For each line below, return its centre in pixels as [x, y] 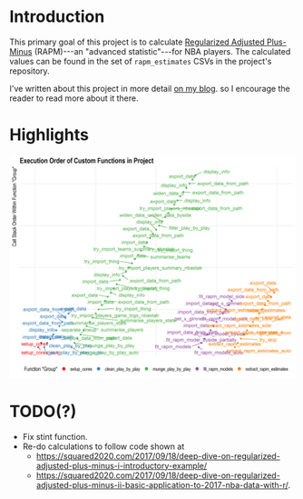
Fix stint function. [55, 436]
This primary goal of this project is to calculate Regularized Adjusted [137, 42]
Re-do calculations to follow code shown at [103, 446]
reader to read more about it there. [74, 98]
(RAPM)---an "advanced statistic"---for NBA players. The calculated [162, 51]
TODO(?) [43, 411]
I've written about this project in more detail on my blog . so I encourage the [150, 88]
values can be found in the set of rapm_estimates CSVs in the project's [141, 61]
